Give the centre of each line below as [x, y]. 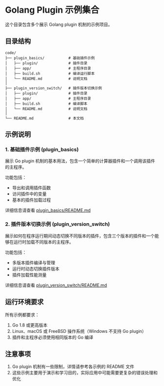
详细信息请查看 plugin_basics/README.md [48, 211]
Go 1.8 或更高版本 [30, 325]
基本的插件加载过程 [31, 200]
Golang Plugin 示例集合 [52, 10]
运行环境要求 [24, 302]
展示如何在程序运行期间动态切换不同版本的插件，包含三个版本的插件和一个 [80, 236]
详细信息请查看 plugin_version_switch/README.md [56, 285]
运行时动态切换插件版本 [36, 269]
